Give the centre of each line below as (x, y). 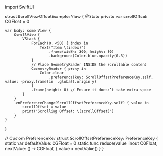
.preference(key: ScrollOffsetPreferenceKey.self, (101, 77)
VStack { (31, 39)
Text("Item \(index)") (63, 48)
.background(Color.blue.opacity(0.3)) (88, 56)
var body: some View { (28, 31)
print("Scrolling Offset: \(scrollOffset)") (68, 111)
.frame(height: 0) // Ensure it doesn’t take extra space (91, 90)
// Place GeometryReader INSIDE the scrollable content (89, 65)
